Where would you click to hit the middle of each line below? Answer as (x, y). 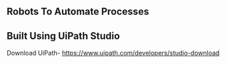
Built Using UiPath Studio (63, 36)
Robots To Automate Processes (78, 12)
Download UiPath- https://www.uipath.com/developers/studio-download (113, 53)
